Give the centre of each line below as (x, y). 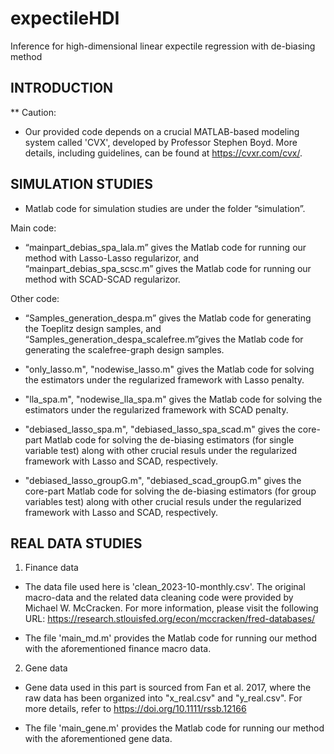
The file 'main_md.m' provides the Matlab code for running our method (171, 638)
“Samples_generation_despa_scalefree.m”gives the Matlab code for (164, 339)
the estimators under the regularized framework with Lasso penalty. (164, 379)
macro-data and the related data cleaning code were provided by (159, 598)
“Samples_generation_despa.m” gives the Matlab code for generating (168, 318)
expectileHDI (65, 18)
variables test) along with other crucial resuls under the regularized (163, 501)
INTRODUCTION (62, 88)
